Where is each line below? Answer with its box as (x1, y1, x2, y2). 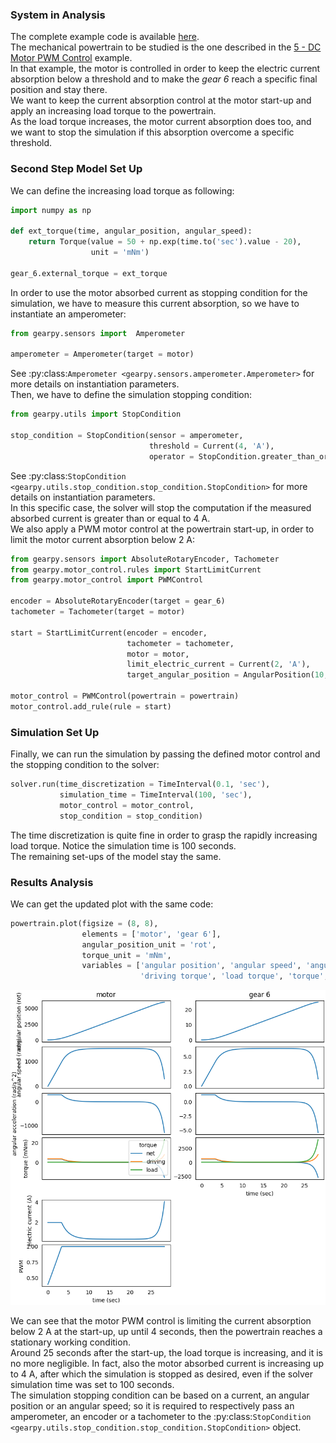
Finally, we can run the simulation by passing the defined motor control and (10, 748, 321, 760)
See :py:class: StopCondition (10, 469, 127, 482)
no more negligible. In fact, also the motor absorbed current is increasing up (10, 1358, 324, 1370)
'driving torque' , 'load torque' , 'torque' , (139, 971, 329, 982)
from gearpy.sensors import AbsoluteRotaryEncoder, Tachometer (10, 554, 280, 564)
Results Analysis (10, 875, 94, 889)
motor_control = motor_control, (59, 800, 195, 810)
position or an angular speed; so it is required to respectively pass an (10, 1400, 295, 1412)
